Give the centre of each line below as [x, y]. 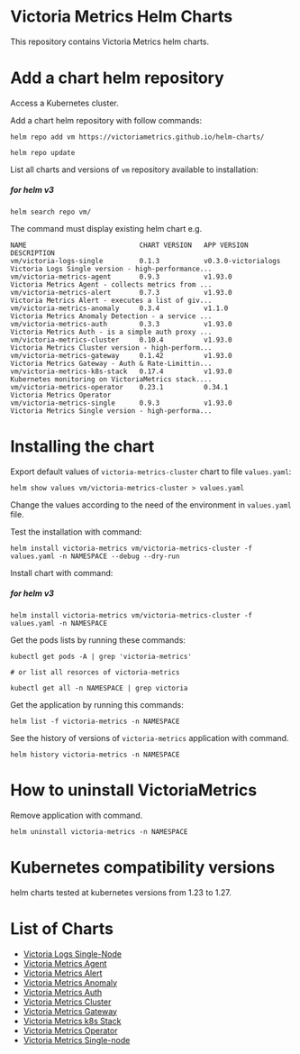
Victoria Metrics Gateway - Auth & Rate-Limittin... [111, 363]
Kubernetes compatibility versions [143, 867]
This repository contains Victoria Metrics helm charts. [110, 41]
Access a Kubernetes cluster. [65, 103]
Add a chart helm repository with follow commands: [106, 120]
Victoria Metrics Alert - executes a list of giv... [111, 300]
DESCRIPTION [32, 253]
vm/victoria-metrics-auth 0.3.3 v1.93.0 [121, 324]
